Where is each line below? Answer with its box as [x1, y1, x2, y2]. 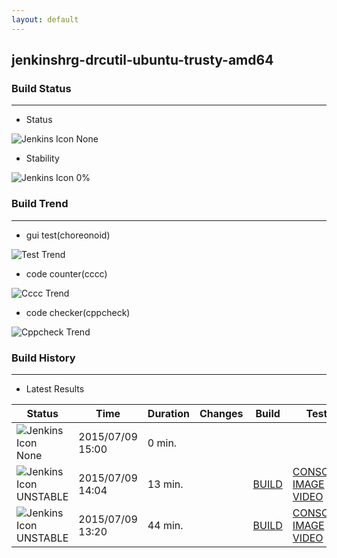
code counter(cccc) [25, 267, 108, 280]
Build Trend [11, 197, 69, 211]
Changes [199, 406, 244, 420]
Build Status [11, 81, 72, 95]
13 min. [147, 477, 184, 491]
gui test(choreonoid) [25, 229, 111, 241]
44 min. [147, 518, 184, 532]
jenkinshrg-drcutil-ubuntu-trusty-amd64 [11, 52, 274, 69]
